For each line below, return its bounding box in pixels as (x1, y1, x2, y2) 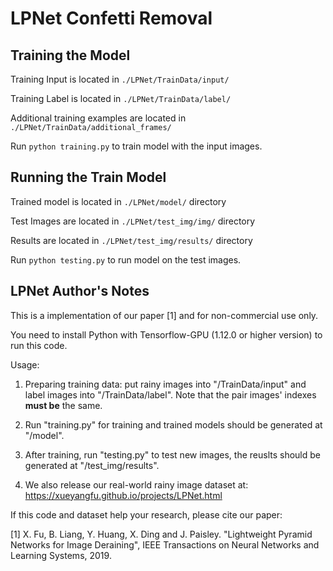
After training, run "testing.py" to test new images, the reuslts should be (24, 448, 321, 461)
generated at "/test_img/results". (24, 459, 160, 471)
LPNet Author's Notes (10, 283, 150, 300)
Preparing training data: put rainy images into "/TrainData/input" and (24, 378, 307, 390)
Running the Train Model (10, 169, 167, 186)
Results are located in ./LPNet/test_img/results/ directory (10, 234, 253, 246)
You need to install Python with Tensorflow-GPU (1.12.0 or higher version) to (10, 328, 323, 341)
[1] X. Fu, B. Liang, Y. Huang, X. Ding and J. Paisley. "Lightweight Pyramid (10, 528, 313, 540)
